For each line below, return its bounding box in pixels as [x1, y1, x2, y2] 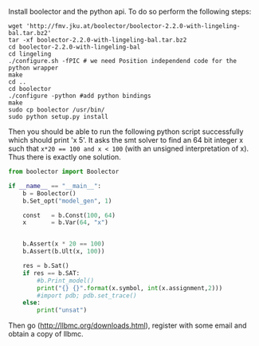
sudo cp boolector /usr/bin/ [8, 106, 105, 114]
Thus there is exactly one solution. [8, 152, 121, 162]
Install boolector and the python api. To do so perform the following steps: [8, 7, 252, 16]
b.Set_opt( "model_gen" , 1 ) [22, 197, 112, 205]
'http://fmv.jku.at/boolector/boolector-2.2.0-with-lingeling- [26, 22, 241, 30]
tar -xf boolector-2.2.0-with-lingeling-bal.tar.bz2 [8, 36, 187, 44]
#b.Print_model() [37, 277, 94, 285]
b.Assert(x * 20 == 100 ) [22, 240, 105, 248]
